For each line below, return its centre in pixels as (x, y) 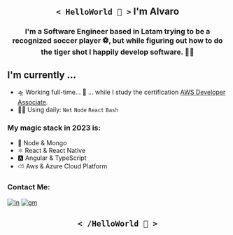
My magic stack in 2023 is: (54, 128)
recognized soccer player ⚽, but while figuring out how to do (118, 41)
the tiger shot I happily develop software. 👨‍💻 (118, 52)
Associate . (33, 102)
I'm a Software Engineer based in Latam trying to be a (118, 32)
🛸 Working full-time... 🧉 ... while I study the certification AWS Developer (121, 92)
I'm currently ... (42, 75)
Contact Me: (29, 187)
